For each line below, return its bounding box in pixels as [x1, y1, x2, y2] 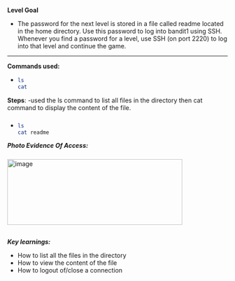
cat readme [17, 129, 50, 136]
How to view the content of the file [17, 259, 117, 267]
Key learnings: [7, 238, 51, 246]
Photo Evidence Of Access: [7, 142, 89, 150]
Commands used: [7, 62, 60, 70]
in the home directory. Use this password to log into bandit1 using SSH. [17, 27, 222, 35]
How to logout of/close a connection [17, 266, 123, 274]
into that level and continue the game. [17, 42, 127, 50]
